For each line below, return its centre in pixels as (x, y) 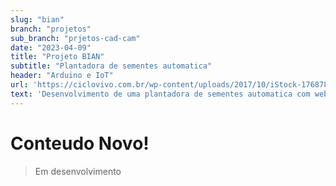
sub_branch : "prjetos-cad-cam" (75, 38)
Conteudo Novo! (80, 143)
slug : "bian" (37, 19)
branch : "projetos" (51, 29)
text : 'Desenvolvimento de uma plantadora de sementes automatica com (160, 94)
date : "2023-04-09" (51, 47)
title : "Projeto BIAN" (57, 57)
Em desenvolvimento (78, 171)
